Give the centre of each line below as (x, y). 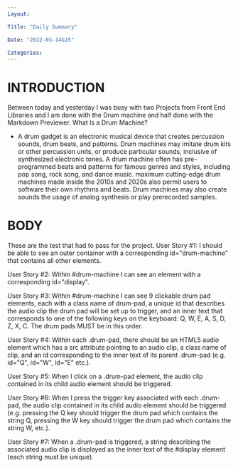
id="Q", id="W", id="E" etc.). (49, 363)
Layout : (19, 14)
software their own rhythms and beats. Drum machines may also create (122, 189)
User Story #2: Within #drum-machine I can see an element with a (104, 274)
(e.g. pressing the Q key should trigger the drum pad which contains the (113, 413)
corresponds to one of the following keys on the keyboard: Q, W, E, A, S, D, (117, 318)
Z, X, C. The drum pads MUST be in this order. (75, 326)
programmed (37, 167)
